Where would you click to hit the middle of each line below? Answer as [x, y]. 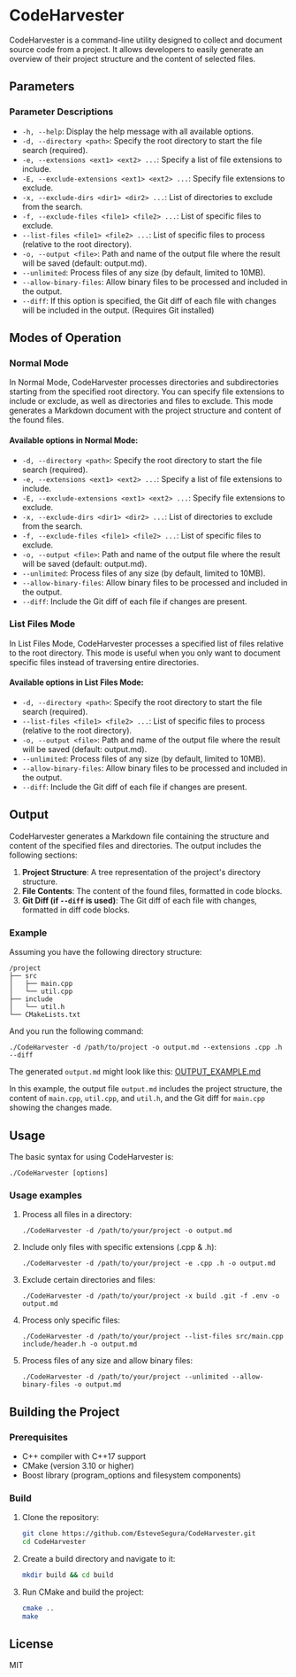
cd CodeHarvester [54, 1542]
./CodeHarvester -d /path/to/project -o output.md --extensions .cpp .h [146, 1048]
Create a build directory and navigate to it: [99, 1558]
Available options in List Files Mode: [76, 682]
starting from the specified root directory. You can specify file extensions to [147, 392]
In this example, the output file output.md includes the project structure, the [146, 1089]
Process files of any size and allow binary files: [107, 1361]
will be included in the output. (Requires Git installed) [118, 310]
